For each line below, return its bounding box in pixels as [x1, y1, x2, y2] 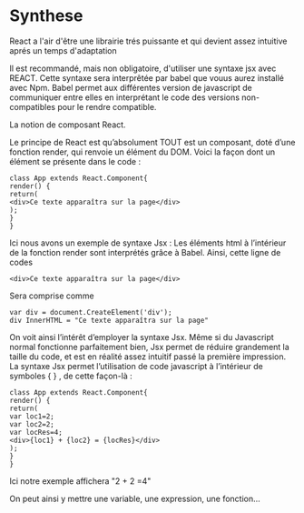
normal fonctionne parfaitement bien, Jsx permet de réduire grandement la [9, 341, 290, 352]
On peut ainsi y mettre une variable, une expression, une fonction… [9, 493, 260, 504]
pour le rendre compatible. [57, 101, 157, 112]
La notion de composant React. [9, 119, 126, 130]
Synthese [9, 5, 83, 26]
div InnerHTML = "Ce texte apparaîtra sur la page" [9, 316, 209, 325]
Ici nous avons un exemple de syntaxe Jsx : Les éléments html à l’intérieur [9, 237, 287, 248]
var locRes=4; [9, 427, 64, 437]
